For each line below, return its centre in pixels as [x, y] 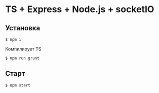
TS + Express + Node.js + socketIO [80, 9]
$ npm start [18, 85]
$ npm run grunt [22, 58]
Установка [23, 28]
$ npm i [13, 39]
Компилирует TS [23, 49]
